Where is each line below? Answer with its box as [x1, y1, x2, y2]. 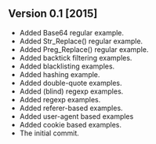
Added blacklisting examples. [19, 61, 115, 71]
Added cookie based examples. [19, 120, 122, 129]
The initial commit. [19, 128, 80, 138]
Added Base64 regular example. [19, 28, 124, 37]
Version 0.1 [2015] [8, 7, 98, 20]
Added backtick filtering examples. [19, 53, 132, 62]
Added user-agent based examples [19, 111, 134, 121]
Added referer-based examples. [19, 103, 123, 113]
